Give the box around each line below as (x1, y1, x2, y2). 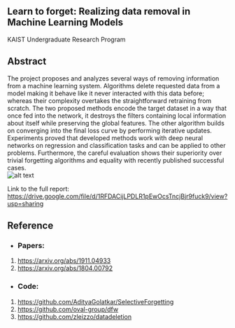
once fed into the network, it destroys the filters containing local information (7, 111, 227, 120)
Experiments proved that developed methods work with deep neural (7, 133, 204, 142)
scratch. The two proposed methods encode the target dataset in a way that (7, 104, 227, 112)
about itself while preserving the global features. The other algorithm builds (7, 118, 225, 127)
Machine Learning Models (7, 17, 124, 29)
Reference (7, 220, 54, 232)
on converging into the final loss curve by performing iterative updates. (7, 126, 212, 135)
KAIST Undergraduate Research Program (7, 35, 126, 43)
